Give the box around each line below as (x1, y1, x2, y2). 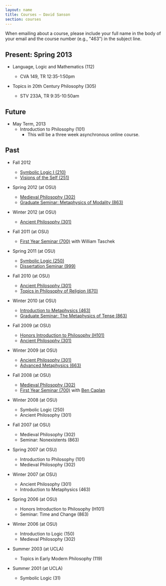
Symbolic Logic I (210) (19, 169, 66, 175)
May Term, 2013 (12, 121, 46, 127)
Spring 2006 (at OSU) (12, 496, 57, 502)
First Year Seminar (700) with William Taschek (19, 238, 115, 244)
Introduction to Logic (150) (19, 531, 75, 537)
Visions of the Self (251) (19, 174, 69, 180)
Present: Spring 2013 (5, 50, 72, 59)
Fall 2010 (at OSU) (12, 272, 50, 279)
